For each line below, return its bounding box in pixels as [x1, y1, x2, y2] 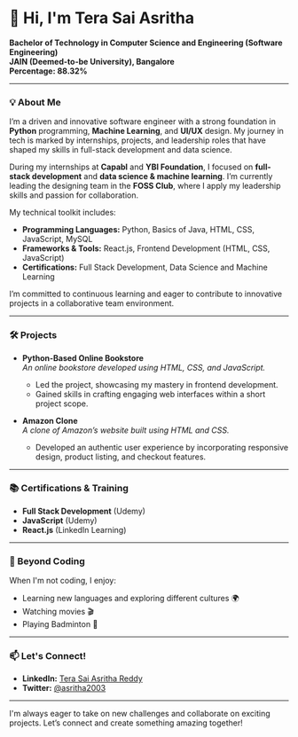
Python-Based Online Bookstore [21, 352, 145, 363]
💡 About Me [9, 96, 61, 108]
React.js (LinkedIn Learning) [21, 524, 127, 535]
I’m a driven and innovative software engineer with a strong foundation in [9, 116, 277, 127]
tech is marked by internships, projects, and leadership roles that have [9, 135, 266, 145]
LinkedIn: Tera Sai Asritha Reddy [21, 673, 144, 684]
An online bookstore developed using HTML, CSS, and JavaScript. [21, 362, 266, 372]
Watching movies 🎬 [21, 607, 95, 617]
